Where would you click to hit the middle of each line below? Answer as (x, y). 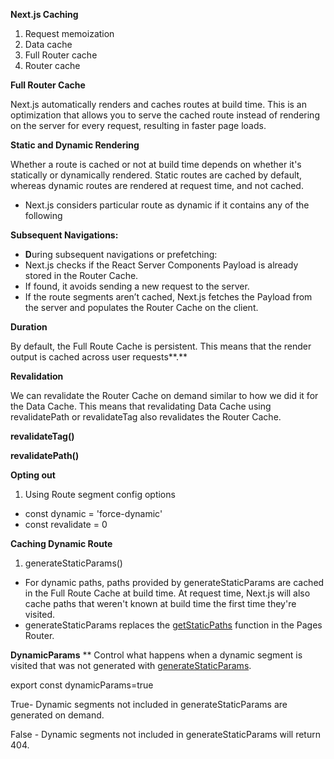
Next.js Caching (44, 14)
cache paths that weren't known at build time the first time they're (160, 603)
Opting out (33, 475)
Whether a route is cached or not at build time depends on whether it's (156, 164)
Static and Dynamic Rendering (75, 145)
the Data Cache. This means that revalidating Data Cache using (141, 406)
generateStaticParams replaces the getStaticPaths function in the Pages (173, 625)
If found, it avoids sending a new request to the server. (137, 286)
